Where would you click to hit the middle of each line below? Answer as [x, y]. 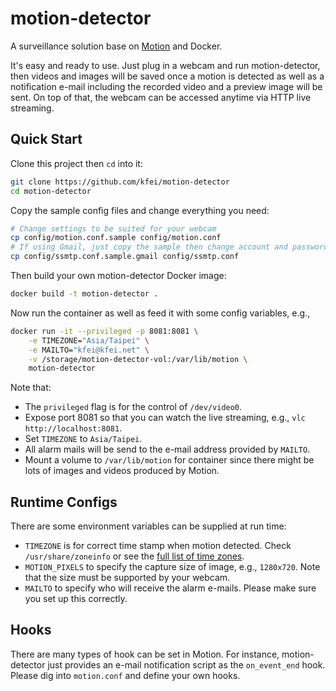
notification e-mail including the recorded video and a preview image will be [166, 86]
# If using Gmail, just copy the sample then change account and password [169, 247]
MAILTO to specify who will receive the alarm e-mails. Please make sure [170, 588]
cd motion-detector [51, 191]
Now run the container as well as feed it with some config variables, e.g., [160, 313]
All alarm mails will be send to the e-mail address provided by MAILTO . [167, 449]
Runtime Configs [64, 502]
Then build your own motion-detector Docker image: [118, 275]
